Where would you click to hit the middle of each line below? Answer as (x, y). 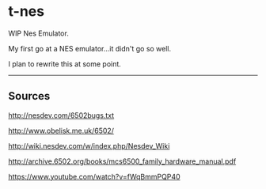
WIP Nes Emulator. (38, 33)
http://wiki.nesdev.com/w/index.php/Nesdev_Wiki (89, 146)
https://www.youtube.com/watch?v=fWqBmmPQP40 (94, 176)
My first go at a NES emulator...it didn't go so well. (90, 48)
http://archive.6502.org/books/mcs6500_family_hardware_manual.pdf (122, 161)
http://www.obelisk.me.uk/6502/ (61, 130)
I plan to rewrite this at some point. (65, 64)
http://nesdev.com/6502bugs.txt (61, 115)
